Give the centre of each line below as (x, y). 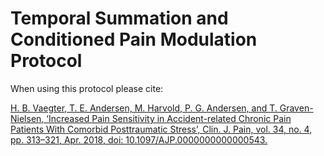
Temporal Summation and (119, 18)
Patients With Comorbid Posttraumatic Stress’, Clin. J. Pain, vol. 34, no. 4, (161, 129)
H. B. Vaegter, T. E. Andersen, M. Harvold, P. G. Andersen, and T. (144, 108)
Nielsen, (27, 118)
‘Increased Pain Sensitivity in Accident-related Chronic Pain (169, 118)
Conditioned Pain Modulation (134, 39)
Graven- (296, 108)
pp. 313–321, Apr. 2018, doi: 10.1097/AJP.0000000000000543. (139, 139)
